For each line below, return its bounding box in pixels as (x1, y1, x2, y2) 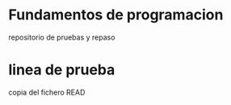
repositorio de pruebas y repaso (8, 32, 115, 42)
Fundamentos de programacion (8, 6, 224, 24)
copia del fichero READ (8, 87, 86, 97)
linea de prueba (8, 61, 115, 79)
